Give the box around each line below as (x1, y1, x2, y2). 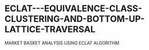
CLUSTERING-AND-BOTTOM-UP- (4, 13, 145, 25)
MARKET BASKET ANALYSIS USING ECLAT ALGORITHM (4, 40, 119, 46)
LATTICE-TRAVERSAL (4, 24, 95, 35)
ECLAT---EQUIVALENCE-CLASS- (4, 3, 142, 14)
